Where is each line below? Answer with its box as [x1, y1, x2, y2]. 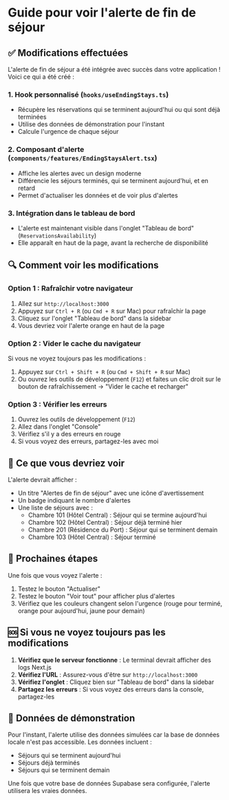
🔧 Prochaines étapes [8, 553, 98, 565]
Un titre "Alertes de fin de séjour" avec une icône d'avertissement [17, 489, 204, 497]
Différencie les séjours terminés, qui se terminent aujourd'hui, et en [17, 176, 209, 184]
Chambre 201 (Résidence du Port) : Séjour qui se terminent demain [28, 525, 218, 534]
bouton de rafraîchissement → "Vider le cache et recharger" [17, 382, 188, 391]
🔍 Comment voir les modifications [8, 260, 159, 271]
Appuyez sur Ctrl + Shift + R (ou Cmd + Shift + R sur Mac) [17, 367, 191, 375]
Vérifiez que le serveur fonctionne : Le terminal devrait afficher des [17, 656, 212, 664]
